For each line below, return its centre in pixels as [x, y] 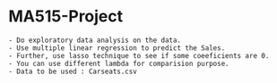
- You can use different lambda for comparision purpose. [119, 63]
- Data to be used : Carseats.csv [73, 71]
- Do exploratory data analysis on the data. [95, 40]
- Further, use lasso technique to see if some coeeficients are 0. [139, 55]
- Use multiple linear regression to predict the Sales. [117, 48]
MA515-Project [66, 17]
